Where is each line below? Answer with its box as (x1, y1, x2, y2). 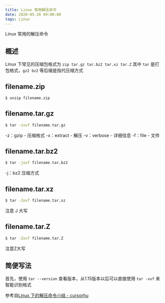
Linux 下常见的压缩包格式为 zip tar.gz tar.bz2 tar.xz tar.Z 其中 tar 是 (5, 61, 156, 67)
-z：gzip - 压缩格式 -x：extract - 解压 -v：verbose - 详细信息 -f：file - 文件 (5, 132, 160, 138)
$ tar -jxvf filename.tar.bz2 (5, 160, 68, 165)
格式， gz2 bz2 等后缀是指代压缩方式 (9, 67, 84, 73)
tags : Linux (5, 16, 30, 21)
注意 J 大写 (5, 207, 28, 213)
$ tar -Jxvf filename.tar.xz (5, 198, 66, 203)
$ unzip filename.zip (5, 95, 50, 100)
